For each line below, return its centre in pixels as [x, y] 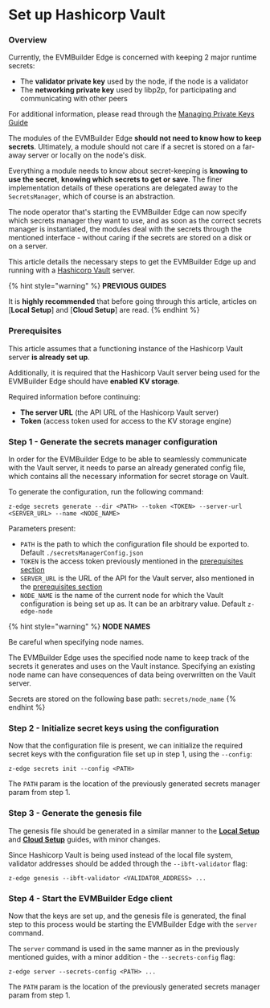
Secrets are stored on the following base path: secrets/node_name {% [123, 699]
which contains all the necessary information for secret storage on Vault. [129, 477]
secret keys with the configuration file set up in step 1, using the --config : [130, 754]
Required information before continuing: [74, 396]
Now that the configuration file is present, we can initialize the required [125, 746]
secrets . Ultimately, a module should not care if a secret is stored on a [125, 147]
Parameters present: [42, 529]
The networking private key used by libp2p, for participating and [128, 90]
